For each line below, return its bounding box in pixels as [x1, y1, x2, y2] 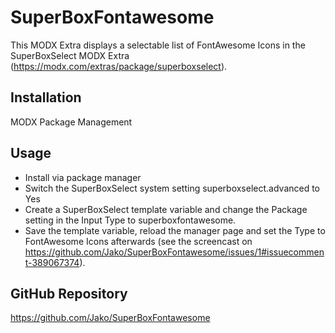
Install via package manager [24, 171, 142, 183]
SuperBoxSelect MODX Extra [10, 49, 130, 61]
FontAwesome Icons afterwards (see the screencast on [24, 235, 253, 247]
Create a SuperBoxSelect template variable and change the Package [24, 203, 308, 215]
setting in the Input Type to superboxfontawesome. [24, 214, 237, 226]
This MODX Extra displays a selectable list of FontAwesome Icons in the [10, 39, 306, 51]
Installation [10, 89, 82, 106]
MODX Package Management [10, 116, 133, 128]
